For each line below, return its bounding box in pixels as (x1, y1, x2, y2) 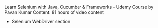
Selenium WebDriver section (11, 19, 71, 24)
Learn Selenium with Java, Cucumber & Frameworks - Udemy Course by (4, 4, 154, 10)
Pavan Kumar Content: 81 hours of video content (4, 9, 104, 15)
